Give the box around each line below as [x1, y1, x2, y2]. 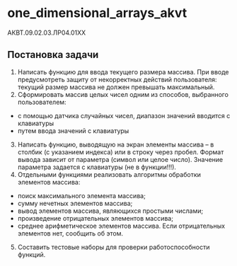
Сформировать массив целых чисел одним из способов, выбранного [17, 90, 229, 98]
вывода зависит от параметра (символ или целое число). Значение [17, 155, 224, 163]
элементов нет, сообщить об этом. [17, 229, 124, 238]
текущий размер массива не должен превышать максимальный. [17, 83, 215, 91]
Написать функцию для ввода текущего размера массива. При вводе [17, 67, 229, 76]
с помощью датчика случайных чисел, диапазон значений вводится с [17, 111, 231, 120]
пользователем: [17, 98, 67, 106]
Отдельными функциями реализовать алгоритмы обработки [17, 170, 202, 178]
